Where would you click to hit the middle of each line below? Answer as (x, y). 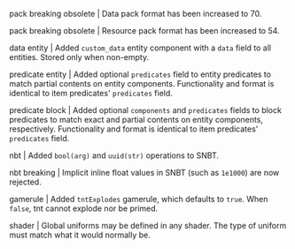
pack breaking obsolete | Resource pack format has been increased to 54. (145, 30)
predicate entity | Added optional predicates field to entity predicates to (140, 74)
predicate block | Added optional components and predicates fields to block (145, 110)
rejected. (25, 182)
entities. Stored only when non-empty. (79, 57)
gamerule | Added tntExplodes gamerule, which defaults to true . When (139, 199)
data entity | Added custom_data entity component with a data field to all (140, 48)
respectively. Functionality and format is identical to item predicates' (134, 129)
